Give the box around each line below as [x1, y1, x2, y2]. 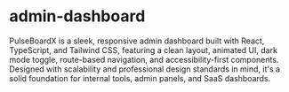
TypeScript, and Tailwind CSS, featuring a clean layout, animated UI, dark [9, 44, 278, 55]
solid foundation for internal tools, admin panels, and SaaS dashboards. [9, 73, 271, 83]
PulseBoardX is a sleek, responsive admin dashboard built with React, [9, 35, 265, 46]
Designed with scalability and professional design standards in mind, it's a [9, 64, 281, 74]
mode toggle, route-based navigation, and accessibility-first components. [9, 54, 279, 65]
